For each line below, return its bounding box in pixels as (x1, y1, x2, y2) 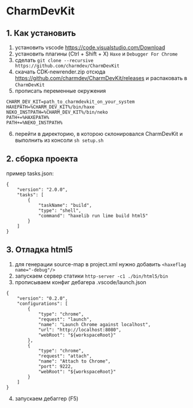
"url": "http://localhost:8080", (38, 327, 121, 333)
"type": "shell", (38, 208, 82, 214)
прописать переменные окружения (14, 87, 106, 94)
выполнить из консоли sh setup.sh (14, 136, 104, 144)
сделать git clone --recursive (14, 57, 94, 63)
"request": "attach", (38, 353, 93, 359)
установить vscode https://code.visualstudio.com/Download (14, 44, 166, 51)
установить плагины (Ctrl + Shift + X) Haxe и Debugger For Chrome (14, 50, 178, 57)
